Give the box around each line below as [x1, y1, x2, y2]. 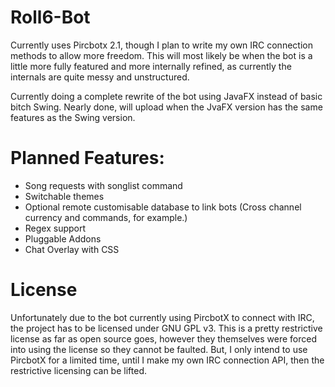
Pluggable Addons [24, 232, 102, 245]
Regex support [24, 222, 87, 234]
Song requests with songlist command [24, 179, 183, 191]
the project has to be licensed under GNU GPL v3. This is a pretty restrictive [10, 322, 323, 334]
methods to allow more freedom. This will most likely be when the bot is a [10, 49, 313, 61]
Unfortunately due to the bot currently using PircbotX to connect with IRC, [10, 311, 315, 323]
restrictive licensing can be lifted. [10, 364, 147, 376]
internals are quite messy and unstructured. [10, 71, 190, 83]
